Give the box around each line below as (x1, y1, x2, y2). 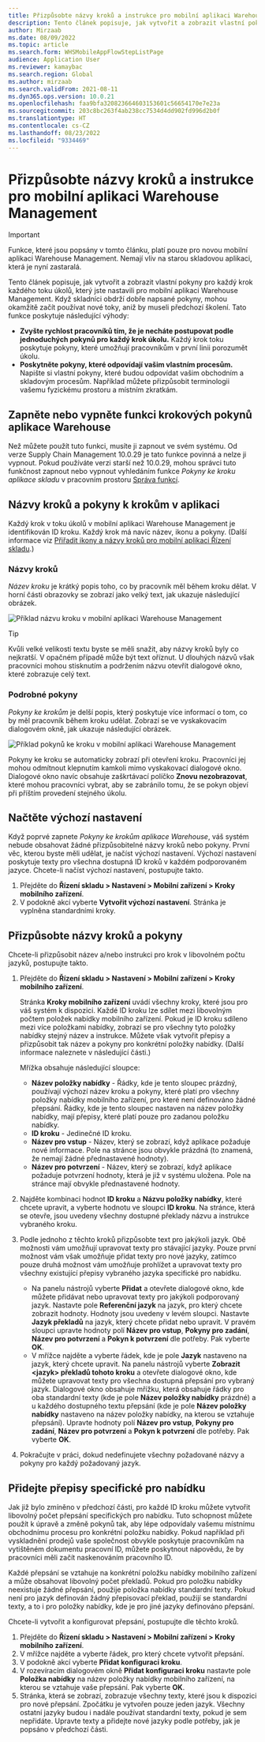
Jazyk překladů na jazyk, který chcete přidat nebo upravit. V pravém (31, 1317, 256, 1327)
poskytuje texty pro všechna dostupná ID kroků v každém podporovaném (8, 857, 247, 867)
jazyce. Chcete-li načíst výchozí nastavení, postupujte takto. (8, 866, 203, 875)
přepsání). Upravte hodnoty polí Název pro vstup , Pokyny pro (31, 1418, 234, 1428)
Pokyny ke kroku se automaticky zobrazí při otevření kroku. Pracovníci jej (8, 754, 246, 764)
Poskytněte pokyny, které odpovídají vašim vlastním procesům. (19, 360, 233, 370)
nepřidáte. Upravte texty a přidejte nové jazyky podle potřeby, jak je (19, 1716, 241, 1726)
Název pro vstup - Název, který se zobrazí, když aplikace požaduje (31, 1137, 251, 1146)
